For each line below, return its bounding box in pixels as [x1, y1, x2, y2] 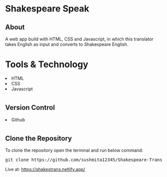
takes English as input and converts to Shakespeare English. [5, 41, 128, 47]
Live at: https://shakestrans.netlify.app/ [5, 167, 85, 173]
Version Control [5, 103, 55, 112]
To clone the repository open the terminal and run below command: [5, 148, 143, 154]
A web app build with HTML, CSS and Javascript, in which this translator [5, 36, 154, 42]
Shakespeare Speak [5, 3, 89, 14]
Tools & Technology [5, 59, 88, 70]
